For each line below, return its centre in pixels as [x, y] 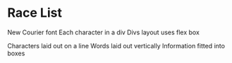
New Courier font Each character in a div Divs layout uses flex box [103, 32]
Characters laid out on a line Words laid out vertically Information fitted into [116, 45]
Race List [35, 13]
